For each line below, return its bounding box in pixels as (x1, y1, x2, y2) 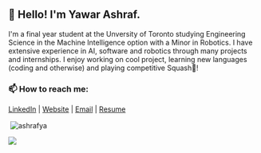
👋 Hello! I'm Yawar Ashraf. (8, 8, 141, 22)
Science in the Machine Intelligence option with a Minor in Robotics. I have (8, 37, 253, 47)
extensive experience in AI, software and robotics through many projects (8, 45, 247, 56)
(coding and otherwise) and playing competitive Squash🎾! (8, 63, 199, 73)
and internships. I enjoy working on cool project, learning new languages (8, 54, 247, 64)
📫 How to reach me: (8, 83, 89, 94)
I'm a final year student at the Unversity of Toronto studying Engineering (8, 29, 246, 38)
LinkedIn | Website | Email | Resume (8, 104, 126, 114)
